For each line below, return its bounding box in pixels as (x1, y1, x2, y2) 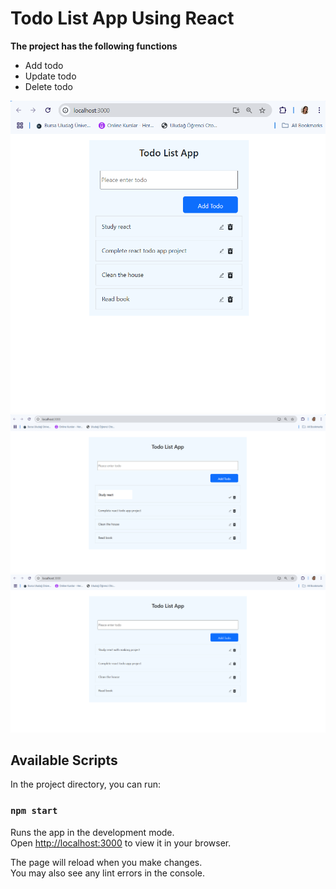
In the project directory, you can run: (10, 778, 161, 791)
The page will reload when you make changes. (10, 856, 203, 868)
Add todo (24, 59, 64, 71)
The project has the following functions (10, 40, 178, 52)
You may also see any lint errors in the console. (10, 867, 205, 879)
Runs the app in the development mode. (10, 826, 175, 838)
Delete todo (24, 80, 73, 92)
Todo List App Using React (10, 7, 235, 30)
